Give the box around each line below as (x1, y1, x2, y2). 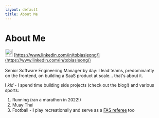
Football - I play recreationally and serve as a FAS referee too (12, 107, 135, 113)
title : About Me (5, 12, 38, 17)
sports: (5, 87, 19, 93)
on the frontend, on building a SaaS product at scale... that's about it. (5, 73, 143, 79)
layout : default (5, 7, 38, 12)
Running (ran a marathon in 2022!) (12, 97, 81, 103)
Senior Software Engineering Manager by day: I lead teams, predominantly (5, 68, 155, 74)
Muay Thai (12, 102, 34, 108)
